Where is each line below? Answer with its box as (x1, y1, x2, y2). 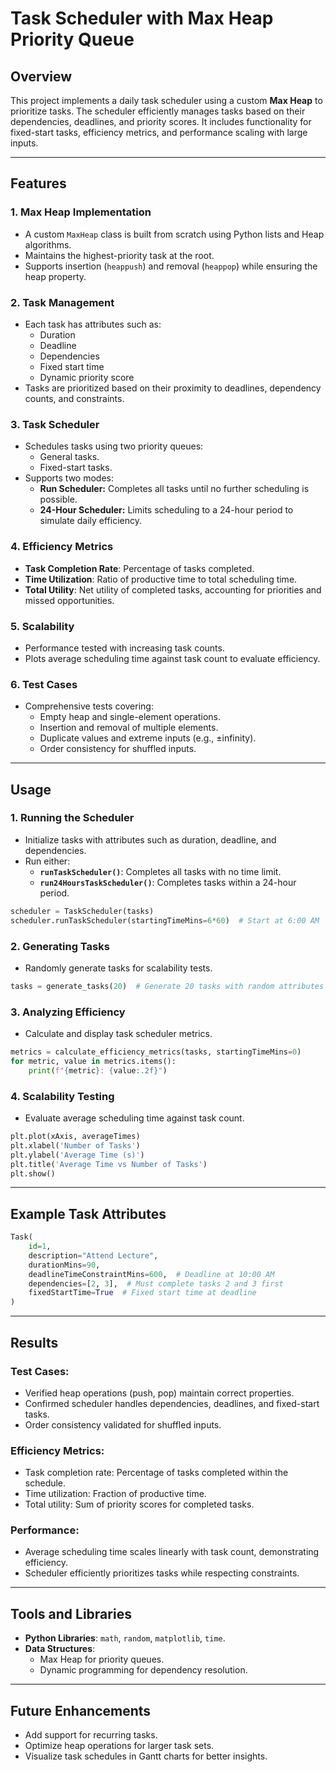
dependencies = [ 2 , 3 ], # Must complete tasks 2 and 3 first (28, 1278, 284, 1289)
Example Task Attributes (10, 1205, 167, 1222)
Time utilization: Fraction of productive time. (24, 1488, 207, 1500)
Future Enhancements (10, 1702, 152, 1719)
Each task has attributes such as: (24, 318, 162, 330)
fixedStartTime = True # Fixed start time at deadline (28, 1288, 257, 1298)
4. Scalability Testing (10, 1089, 115, 1103)
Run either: (24, 855, 71, 867)
